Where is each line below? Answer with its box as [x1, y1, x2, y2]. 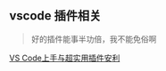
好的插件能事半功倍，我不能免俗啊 [30, 34, 157, 44]
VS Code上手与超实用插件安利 [9, 52, 120, 63]
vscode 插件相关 [9, 8, 102, 24]
